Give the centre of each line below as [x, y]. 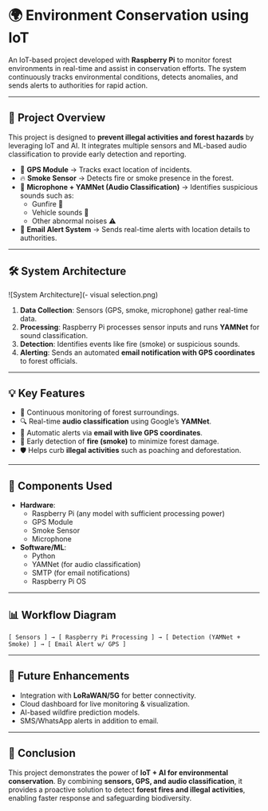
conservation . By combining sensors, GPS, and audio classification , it [126, 781]
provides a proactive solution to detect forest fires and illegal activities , [127, 789]
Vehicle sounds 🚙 [60, 212]
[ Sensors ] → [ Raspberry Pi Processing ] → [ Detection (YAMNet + [124, 637]
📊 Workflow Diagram [63, 615]
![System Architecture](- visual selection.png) [83, 294]
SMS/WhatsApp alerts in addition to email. [89, 720]
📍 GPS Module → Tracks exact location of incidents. [106, 169]
